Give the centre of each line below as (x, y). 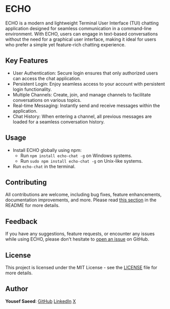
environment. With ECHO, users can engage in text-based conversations (82, 34)
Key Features (27, 61)
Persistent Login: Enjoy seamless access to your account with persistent (89, 84)
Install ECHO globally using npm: (47, 150)
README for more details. (32, 205)
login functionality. (32, 89)
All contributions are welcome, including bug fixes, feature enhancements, (83, 195)
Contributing (26, 182)
